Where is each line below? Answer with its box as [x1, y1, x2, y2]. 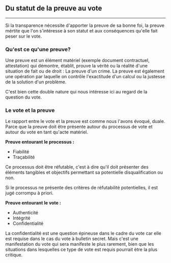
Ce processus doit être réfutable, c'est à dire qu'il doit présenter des [5, 164, 149, 170]
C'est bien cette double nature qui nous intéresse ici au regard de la [5, 89, 148, 95]
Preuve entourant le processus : [5, 139, 75, 145]
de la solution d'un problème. [5, 79, 67, 85]
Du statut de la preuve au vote [5, 4, 102, 13]
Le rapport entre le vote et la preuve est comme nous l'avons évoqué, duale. [5, 118, 165, 124]
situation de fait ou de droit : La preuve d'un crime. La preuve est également [5, 68, 164, 74]
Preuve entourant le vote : [5, 200, 61, 206]
